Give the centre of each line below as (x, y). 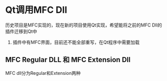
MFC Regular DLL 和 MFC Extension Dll (68, 60)
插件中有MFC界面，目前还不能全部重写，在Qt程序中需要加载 (76, 42)
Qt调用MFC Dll (36, 10)
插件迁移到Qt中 (21, 31)
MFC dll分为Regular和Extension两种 (43, 73)
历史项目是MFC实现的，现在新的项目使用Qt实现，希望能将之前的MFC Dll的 (84, 25)
